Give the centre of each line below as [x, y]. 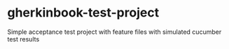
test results [23, 39]
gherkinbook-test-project [83, 13]
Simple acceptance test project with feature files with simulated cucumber [114, 32]
